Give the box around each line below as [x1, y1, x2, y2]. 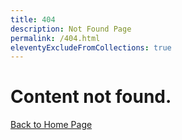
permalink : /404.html [10, 33, 101, 43]
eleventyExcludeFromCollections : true [10, 42, 172, 53]
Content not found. [10, 86, 172, 108]
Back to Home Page [10, 119, 93, 131]
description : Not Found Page [10, 24, 132, 34]
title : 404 [10, 14, 56, 25]
